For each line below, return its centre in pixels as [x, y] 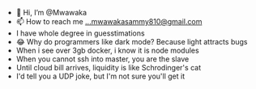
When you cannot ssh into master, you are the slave [102, 59]
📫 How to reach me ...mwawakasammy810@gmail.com [109, 21]
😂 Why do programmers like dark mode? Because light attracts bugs [132, 42]
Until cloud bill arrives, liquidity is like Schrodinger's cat [108, 68]
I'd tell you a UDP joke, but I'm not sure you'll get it [100, 76]
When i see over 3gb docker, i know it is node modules [108, 50]
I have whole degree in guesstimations [80, 33]
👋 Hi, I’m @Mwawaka [51, 13]
